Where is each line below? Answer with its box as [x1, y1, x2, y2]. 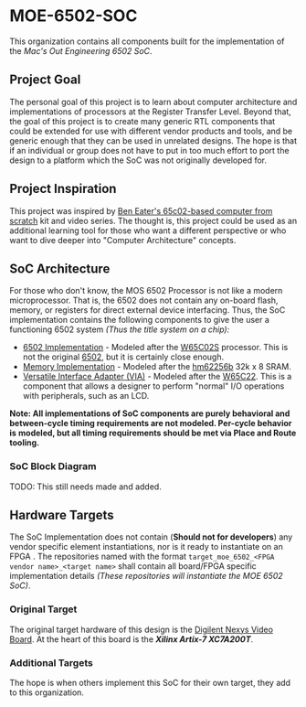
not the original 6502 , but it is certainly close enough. [22, 351, 225, 362]
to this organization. [9, 687, 85, 698]
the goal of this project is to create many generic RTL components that [9, 115, 276, 126]
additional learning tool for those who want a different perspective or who [9, 225, 287, 236]
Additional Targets [9, 656, 93, 669]
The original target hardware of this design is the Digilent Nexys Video [9, 624, 274, 635]
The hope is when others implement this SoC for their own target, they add [9, 678, 290, 689]
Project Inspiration [9, 181, 117, 197]
